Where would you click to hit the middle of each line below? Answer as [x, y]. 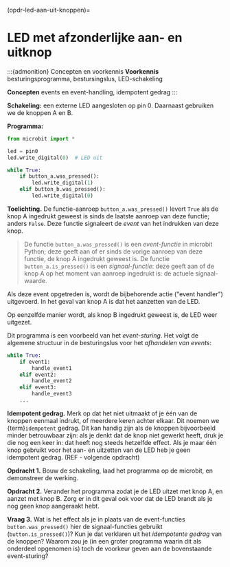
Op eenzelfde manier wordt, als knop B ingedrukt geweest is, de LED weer [112, 315]
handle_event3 [52, 394]
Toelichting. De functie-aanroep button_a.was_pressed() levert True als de [113, 209]
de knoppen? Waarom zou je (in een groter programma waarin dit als [104, 541]
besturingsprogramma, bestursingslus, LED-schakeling [85, 79]
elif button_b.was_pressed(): [63, 189]
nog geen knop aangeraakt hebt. [53, 506]
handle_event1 [52, 368]
